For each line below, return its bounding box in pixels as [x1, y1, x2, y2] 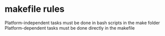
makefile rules [4, 3, 65, 15]
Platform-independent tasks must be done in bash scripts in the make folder [4, 20, 161, 26]
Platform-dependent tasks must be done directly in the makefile [4, 25, 135, 31]
